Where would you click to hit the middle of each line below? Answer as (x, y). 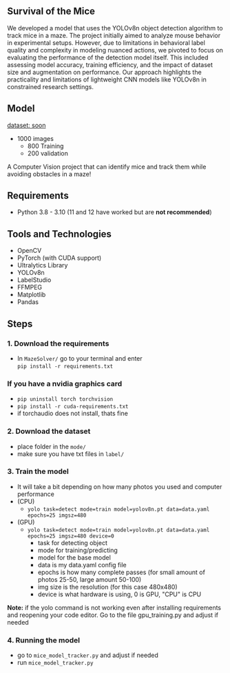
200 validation (48, 153)
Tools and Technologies (60, 234)
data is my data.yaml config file (82, 565)
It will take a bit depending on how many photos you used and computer (119, 486)
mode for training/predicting (78, 550)
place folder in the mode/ (51, 446)
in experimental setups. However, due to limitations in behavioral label (106, 42)
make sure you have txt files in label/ (71, 454)
